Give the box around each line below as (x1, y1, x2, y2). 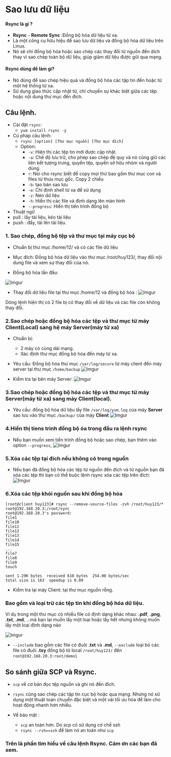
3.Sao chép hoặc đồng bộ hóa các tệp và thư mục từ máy (5, 388, 149, 396)
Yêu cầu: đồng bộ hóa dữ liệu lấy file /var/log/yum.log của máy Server (12, 407, 163, 413)
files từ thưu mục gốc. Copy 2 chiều (28, 176, 104, 182)
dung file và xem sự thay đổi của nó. (12, 259, 90, 266)
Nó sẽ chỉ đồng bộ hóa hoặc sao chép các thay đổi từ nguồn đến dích (12, 49, 160, 55)
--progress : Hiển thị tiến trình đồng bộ (28, 203, 109, 209)
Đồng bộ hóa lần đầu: (12, 269, 58, 275)
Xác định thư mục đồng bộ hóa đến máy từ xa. (20, 351, 118, 357)
